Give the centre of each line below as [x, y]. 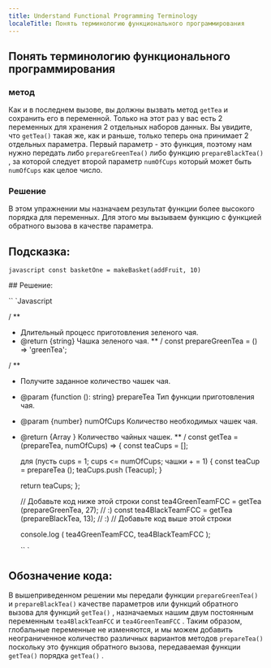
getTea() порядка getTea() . [56, 656]
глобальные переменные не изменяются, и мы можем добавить [120, 630]
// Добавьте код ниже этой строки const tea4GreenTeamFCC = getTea [141, 502]
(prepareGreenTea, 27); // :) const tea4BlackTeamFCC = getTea [126, 510]
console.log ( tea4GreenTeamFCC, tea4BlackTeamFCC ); [115, 534]
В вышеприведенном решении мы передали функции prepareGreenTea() [133, 595]
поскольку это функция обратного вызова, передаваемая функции [125, 647]
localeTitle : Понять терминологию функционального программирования [127, 24]
